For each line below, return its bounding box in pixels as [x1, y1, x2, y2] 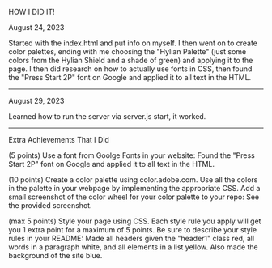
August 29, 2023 [8, 96, 65, 105]
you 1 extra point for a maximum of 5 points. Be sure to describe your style [8, 225, 257, 234]
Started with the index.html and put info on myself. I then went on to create [8, 38, 257, 48]
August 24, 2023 [8, 23, 65, 32]
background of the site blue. [8, 251, 103, 260]
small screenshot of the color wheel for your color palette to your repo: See [8, 192, 260, 202]
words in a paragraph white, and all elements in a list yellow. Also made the [8, 242, 259, 252]
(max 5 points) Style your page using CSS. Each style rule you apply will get [8, 216, 261, 226]
